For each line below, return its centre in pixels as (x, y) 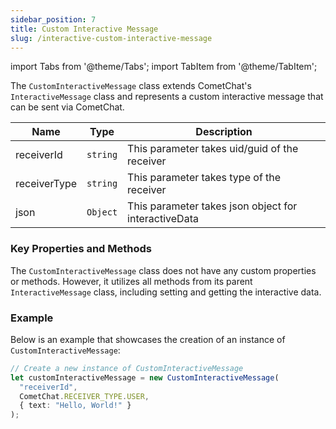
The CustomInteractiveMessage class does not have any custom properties (163, 270)
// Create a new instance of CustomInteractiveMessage (127, 368)
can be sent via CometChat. (67, 107)
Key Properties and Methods (81, 249)
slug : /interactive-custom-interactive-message (111, 38)
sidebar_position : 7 (53, 19)
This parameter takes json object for (212, 206)
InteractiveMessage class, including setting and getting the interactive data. (166, 292)
